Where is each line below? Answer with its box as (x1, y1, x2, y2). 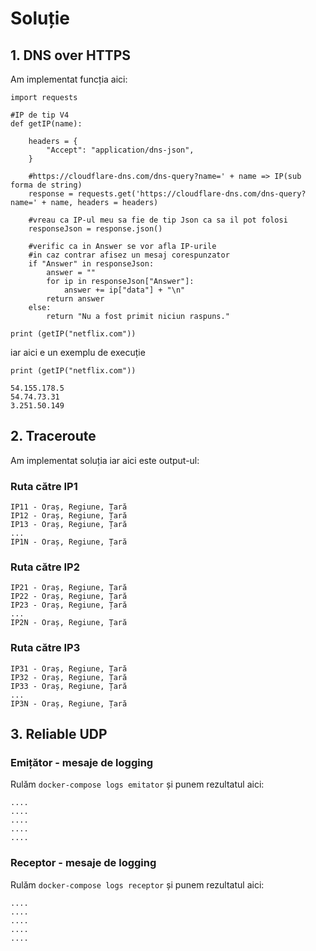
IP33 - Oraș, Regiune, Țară (10, 681, 128, 691)
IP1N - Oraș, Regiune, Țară (10, 537, 128, 547)
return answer (46, 294, 105, 304)
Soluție (10, 7, 71, 30)
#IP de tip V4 (10, 110, 70, 120)
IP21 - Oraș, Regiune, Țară (10, 583, 128, 593)
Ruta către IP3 (10, 641, 81, 655)
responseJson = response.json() (28, 224, 163, 234)
